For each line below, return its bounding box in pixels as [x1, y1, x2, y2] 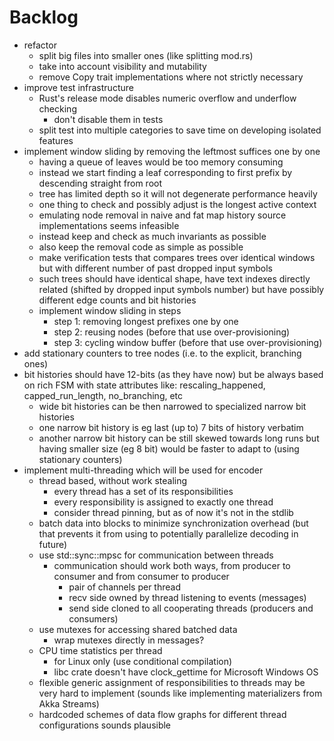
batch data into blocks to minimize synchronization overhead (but [38, 517, 309, 529]
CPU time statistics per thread [38, 644, 163, 656]
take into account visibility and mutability [38, 60, 207, 72]
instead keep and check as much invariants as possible [38, 230, 267, 242]
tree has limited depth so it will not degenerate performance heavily [38, 187, 318, 200]
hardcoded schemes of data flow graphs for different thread [38, 708, 287, 720]
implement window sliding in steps [38, 304, 182, 316]
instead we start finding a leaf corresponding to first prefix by [38, 166, 293, 178]
